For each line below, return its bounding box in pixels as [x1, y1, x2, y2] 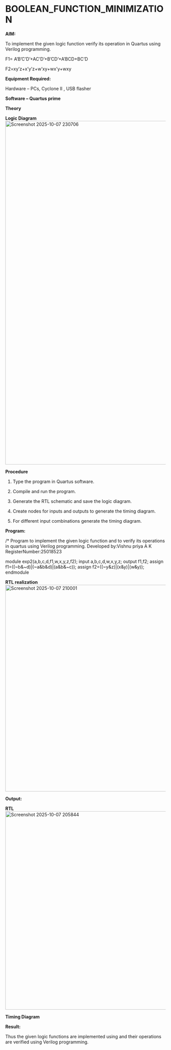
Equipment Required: [5, 75, 51, 82]
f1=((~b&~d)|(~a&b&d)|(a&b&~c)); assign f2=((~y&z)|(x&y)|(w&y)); [5, 563, 145, 570]
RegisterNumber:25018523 [5, 548, 62, 554]
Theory [5, 105, 21, 111]
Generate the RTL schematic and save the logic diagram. [12, 498, 132, 504]
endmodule [5, 569, 30, 575]
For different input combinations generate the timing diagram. [12, 518, 142, 524]
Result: [5, 1024, 21, 1030]
